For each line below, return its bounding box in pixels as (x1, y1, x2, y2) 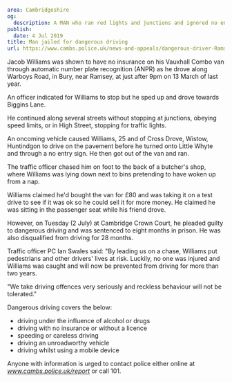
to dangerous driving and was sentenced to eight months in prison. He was (7, 226, 221, 235)
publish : (7, 26, 32, 33)
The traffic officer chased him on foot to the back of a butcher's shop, (7, 163, 206, 171)
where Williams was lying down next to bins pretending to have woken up (7, 170, 216, 179)
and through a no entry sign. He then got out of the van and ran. (7, 149, 190, 158)
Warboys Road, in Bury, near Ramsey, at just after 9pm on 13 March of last (7, 73, 219, 81)
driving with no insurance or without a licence (17, 324, 147, 332)
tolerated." (7, 290, 37, 298)
